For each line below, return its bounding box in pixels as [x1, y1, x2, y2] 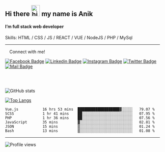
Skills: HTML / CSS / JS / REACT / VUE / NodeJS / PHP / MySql [5, 34, 133, 40]
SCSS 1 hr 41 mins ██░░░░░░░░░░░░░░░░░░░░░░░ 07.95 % [5, 111, 155, 116]
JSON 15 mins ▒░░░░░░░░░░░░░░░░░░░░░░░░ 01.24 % [5, 124, 155, 129]
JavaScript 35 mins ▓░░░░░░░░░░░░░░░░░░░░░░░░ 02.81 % [5, 120, 155, 124]
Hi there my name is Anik [5, 10, 93, 18]
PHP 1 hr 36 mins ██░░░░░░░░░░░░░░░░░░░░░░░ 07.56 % [5, 115, 155, 121]
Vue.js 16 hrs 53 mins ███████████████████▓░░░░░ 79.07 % [5, 107, 155, 112]
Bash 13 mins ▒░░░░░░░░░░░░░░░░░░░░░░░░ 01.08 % [5, 128, 155, 133]
